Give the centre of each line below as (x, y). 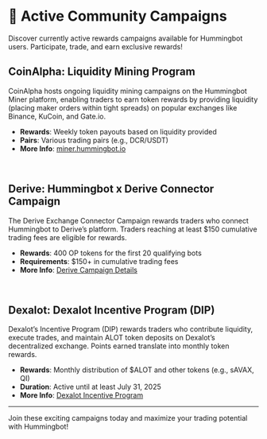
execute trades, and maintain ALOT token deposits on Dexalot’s (112, 338)
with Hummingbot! (39, 427)
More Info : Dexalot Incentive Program (81, 395)
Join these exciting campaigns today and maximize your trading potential (128, 418)
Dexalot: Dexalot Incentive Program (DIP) (112, 310)
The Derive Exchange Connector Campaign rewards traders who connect (128, 220)
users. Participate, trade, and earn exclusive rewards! (95, 46)
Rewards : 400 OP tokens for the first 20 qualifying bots (111, 253)
